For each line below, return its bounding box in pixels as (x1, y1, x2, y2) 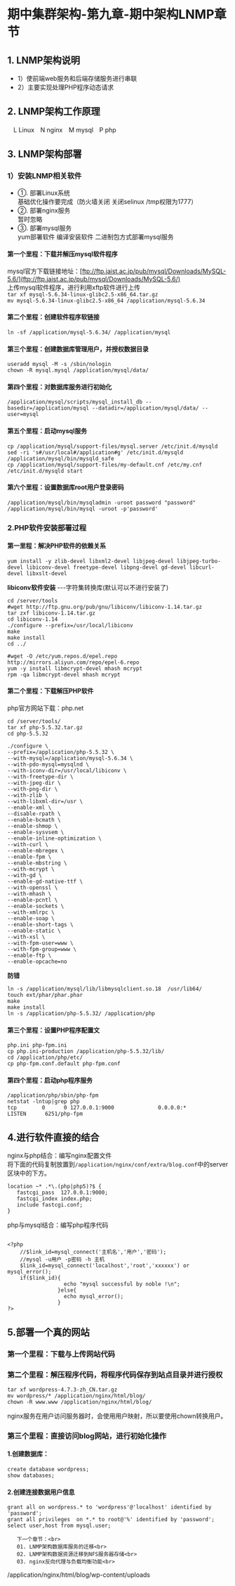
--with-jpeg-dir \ (7, 779, 61, 787)
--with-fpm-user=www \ (7, 940, 74, 947)
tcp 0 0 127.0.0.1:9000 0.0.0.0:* (7, 1104, 187, 1112)
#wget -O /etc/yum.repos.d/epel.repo (7, 653, 118, 660)
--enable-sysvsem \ (7, 829, 65, 836)
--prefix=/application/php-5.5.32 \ (7, 749, 114, 756)
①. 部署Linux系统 (17, 188, 70, 197)
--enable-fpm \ (7, 853, 52, 861)
